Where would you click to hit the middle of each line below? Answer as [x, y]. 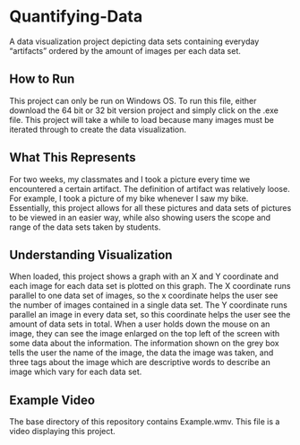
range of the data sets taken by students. [85, 227]
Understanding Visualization [91, 254]
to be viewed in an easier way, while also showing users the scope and [140, 217]
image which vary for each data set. [76, 372]
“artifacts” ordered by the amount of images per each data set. [125, 50]
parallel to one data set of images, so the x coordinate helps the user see [144, 296]
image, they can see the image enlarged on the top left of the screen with [145, 334]
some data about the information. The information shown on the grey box [144, 344]
